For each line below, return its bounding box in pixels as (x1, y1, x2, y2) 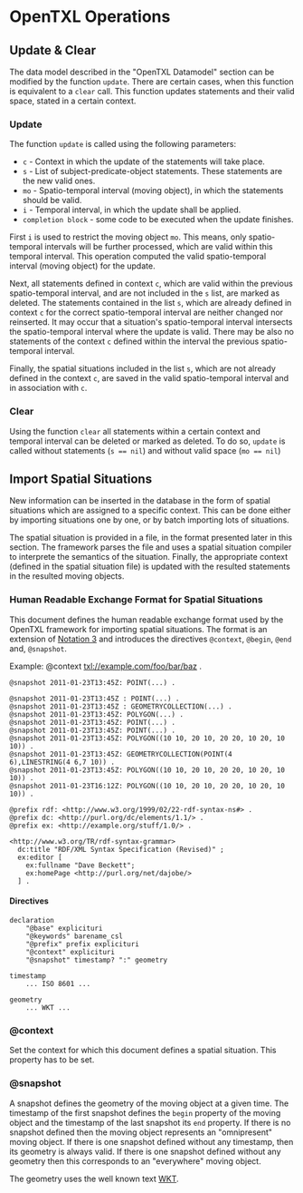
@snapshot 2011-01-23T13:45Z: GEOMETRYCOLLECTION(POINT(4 (9, 749, 232, 758)
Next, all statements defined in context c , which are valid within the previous (9, 279, 294, 289)
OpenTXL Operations (9, 6, 171, 27)
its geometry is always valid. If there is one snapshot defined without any (9, 1146, 282, 1157)
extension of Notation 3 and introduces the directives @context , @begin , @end (9, 633, 292, 644)
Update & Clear (9, 43, 97, 58)
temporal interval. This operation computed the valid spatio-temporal (9, 251, 267, 262)
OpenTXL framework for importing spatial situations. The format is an (9, 623, 268, 634)
